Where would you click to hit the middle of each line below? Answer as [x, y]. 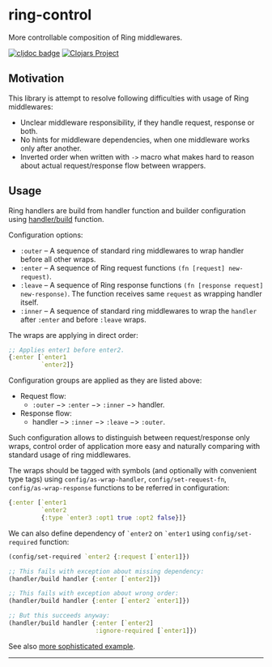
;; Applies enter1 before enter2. [67, 350]
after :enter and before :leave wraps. [83, 319]
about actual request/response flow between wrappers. [113, 165]
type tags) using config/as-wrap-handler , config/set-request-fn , [117, 479]
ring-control [50, 15]
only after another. [51, 148]
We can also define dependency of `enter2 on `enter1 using [109, 533]
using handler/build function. [56, 219]
